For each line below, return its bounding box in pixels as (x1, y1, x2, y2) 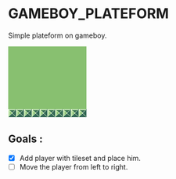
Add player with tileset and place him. (19, 153, 141, 163)
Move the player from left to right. (19, 162, 128, 171)
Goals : (8, 133, 43, 146)
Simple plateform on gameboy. (8, 31, 107, 40)
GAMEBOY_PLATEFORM (8, 5, 170, 23)
